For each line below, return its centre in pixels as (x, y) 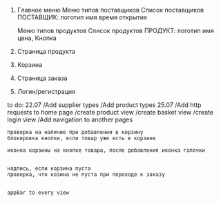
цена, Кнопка (37, 38)
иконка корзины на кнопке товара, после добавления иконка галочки (106, 151)
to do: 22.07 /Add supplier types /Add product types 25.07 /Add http (104, 105)
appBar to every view (38, 193)
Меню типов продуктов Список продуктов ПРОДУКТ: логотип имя (115, 31)
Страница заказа (42, 78)
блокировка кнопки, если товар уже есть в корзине (81, 138)
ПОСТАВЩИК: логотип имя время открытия (82, 17)
